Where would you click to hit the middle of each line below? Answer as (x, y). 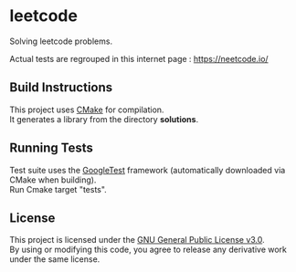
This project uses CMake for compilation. (87, 110)
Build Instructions (61, 88)
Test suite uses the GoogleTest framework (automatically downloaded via (148, 170)
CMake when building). (53, 180)
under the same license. (55, 259)
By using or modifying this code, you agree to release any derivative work (148, 250)
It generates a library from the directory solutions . (104, 119)
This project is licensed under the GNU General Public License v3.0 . (137, 240)
